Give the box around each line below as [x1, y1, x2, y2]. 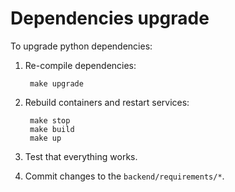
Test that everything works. [24, 150, 138, 162]
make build [29, 124, 75, 134]
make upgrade [29, 78, 84, 89]
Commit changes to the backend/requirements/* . [24, 170, 225, 182]
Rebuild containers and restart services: [24, 96, 190, 108]
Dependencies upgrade [10, 7, 210, 30]
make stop [29, 115, 71, 126]
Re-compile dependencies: [24, 59, 137, 71]
